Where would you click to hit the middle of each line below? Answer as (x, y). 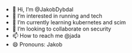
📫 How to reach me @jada (46, 36)
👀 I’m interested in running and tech (57, 16)
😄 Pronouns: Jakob (37, 44)
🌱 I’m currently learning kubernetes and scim (69, 22)
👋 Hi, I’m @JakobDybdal (43, 9)
